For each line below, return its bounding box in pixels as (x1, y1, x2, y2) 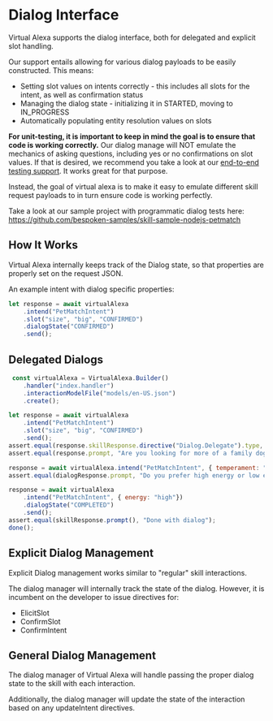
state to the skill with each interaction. (8, 679, 136, 689)
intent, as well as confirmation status (19, 89, 144, 99)
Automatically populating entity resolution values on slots (19, 115, 212, 125)
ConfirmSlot (19, 616, 61, 626)
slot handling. (8, 41, 54, 50)
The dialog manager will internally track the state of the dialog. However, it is (8, 583, 265, 594)
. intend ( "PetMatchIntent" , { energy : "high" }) (23, 494, 184, 502)
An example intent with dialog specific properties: (8, 284, 175, 294)
